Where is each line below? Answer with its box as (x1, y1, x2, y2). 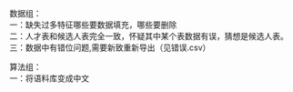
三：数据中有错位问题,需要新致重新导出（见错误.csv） (9, 42, 211, 53)
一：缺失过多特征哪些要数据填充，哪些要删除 (9, 19, 177, 30)
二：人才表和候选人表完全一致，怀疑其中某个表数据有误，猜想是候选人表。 (9, 31, 288, 41)
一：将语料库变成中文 (9, 73, 89, 84)
